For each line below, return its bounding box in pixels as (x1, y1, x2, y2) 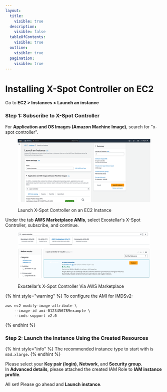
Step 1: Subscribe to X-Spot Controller (5, 112, 100, 119)
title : (9, 13, 23, 19)
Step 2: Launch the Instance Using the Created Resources (5, 334, 148, 341)
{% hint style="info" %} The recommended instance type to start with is (5, 346, 154, 352)
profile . (5, 371, 21, 378)
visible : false (14, 29, 46, 35)
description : (9, 24, 37, 29)
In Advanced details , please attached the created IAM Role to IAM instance (5, 366, 162, 372)
